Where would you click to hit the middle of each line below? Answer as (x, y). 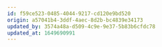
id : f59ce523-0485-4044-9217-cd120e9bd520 (69, 13)
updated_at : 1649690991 (41, 33)
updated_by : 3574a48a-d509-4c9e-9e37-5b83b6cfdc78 (81, 26)
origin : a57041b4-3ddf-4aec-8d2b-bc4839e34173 (75, 20)
